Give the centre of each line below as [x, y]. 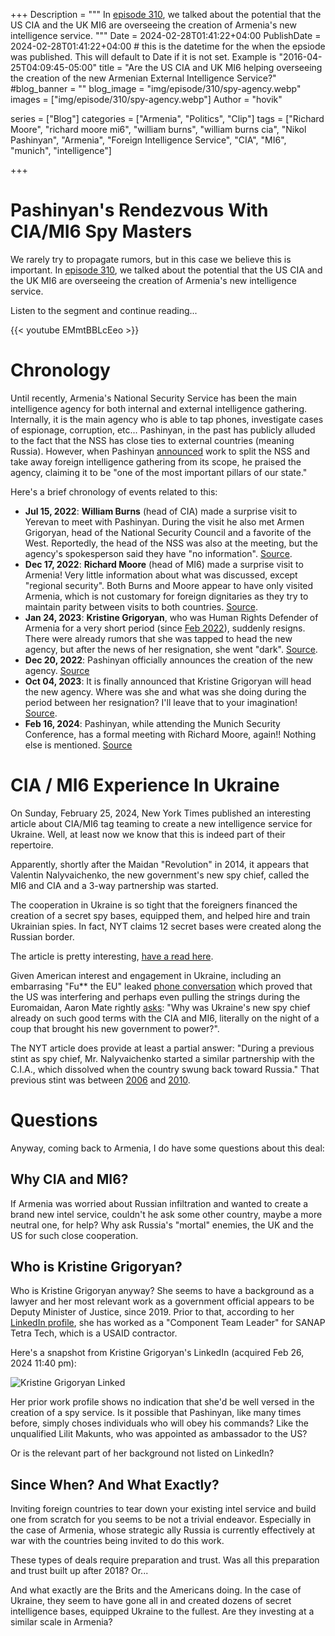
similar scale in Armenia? [61, 1622]
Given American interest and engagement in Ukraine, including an [146, 975]
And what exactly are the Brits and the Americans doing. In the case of [156, 1590]
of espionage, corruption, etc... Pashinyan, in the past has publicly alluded [163, 430]
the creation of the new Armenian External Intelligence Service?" [143, 78]
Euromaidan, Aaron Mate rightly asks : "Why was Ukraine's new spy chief [160, 1007]
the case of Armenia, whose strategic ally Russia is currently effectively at [162, 1530]
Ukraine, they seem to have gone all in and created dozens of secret [151, 1601]
